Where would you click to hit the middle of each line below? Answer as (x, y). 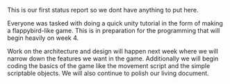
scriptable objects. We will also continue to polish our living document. (108, 73)
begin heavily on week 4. (43, 38)
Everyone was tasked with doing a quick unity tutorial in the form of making (115, 23)
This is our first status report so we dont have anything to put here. (103, 10)
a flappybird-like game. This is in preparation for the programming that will (114, 31)
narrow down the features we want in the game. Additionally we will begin (113, 59)
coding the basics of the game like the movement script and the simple (109, 66)
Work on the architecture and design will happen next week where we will (113, 51)
